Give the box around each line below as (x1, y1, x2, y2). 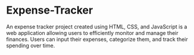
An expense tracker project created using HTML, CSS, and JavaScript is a (6, 23, 187, 30)
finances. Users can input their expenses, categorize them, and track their (6, 35, 189, 43)
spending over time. (6, 42, 55, 49)
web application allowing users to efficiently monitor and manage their (6, 29, 179, 36)
